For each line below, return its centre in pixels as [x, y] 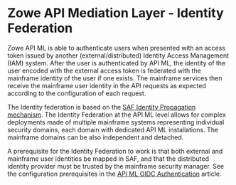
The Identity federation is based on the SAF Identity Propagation [102, 107]
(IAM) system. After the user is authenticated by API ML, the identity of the [117, 63]
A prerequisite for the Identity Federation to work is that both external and [115, 151]
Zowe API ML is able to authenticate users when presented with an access [117, 48]
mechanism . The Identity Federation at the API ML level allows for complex [117, 115]
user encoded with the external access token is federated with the [104, 70]
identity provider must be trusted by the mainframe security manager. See [116, 166]
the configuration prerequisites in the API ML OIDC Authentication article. [114, 174]
